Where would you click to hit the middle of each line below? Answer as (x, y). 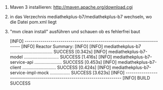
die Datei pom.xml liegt (33, 22)
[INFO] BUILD (137, 78)
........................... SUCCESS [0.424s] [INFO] (66, 67)
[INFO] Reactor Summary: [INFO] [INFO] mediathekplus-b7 (81, 46)
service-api (21, 62)
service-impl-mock (29, 73)
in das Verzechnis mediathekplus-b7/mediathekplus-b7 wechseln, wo (81, 17)
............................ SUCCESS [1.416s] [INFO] (68, 57)
